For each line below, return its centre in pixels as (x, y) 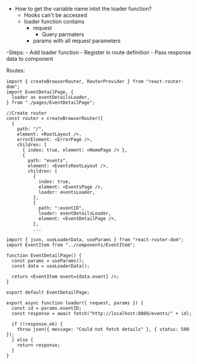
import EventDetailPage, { (40, 92)
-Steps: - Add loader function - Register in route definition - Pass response (99, 52)
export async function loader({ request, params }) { (75, 303)
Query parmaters (63, 34)
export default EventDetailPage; (48, 292)
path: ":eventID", (61, 208)
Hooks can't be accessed (55, 15)
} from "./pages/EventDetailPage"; (51, 102)
